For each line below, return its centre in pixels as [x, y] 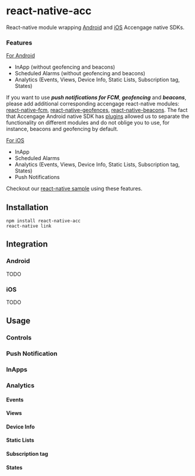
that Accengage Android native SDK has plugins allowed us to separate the [98, 116]
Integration [27, 244]
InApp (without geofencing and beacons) [65, 67]
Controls [19, 338]
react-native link [29, 226]
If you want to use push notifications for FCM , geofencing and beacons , [96, 98]
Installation [27, 207]
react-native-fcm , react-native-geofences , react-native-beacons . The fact [97, 110]
